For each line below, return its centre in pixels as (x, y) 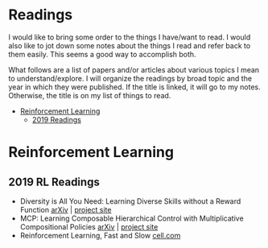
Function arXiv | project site (66, 209)
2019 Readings (57, 119)
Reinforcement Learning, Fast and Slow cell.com (100, 235)
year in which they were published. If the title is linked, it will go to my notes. (134, 87)
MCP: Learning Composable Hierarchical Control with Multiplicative (132, 218)
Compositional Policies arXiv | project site (89, 226)
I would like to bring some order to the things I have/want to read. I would (130, 37)
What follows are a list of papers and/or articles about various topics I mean (134, 69)
